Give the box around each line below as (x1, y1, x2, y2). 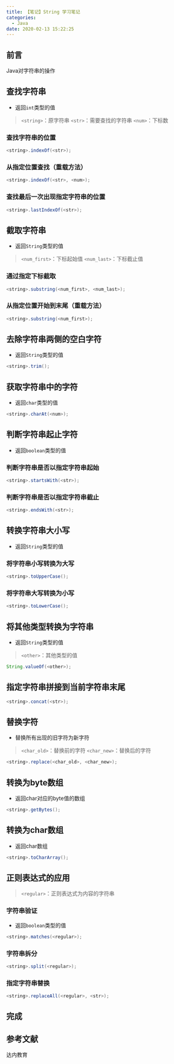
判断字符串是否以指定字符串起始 (6, 463, 100, 472)
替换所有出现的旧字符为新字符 (14, 734, 89, 741)
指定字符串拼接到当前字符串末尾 (6, 682, 126, 693)
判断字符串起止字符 (6, 429, 78, 440)
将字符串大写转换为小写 (6, 589, 74, 597)
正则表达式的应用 (6, 873, 70, 883)
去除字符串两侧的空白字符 (6, 334, 101, 344)
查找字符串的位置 (6, 133, 56, 141)
